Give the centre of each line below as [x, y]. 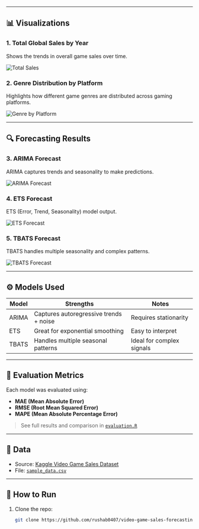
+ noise [44, 322]
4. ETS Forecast [29, 199]
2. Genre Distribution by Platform [54, 83]
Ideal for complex [155, 341]
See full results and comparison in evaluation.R [79, 425]
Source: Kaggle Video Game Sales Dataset [67, 464]
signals [141, 348]
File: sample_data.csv [41, 470]
